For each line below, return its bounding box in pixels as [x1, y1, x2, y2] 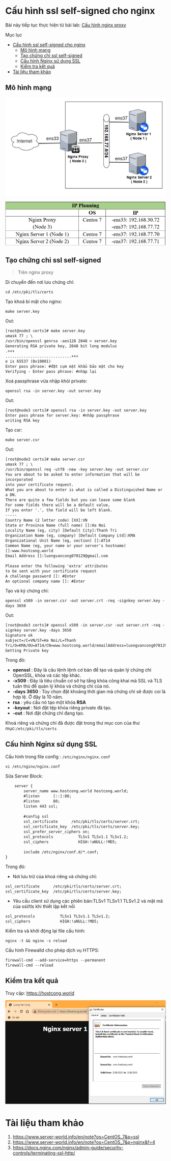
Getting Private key [5, 648, 49, 653]
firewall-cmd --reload [5, 963, 53, 968]
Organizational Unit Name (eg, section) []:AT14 [5, 538, 110, 544]
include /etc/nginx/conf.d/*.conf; [23, 849, 99, 854]
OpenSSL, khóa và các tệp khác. [12, 672, 81, 678]
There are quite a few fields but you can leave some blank [5, 497, 136, 503]
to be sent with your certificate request [5, 569, 97, 574]
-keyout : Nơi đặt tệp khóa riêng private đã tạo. [12, 705, 112, 711]
